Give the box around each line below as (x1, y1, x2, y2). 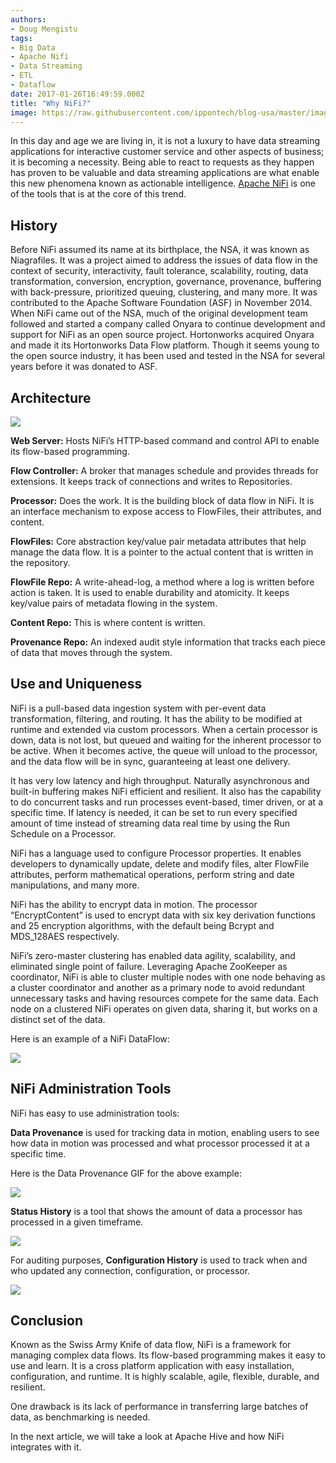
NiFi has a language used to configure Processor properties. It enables (10, 847, 302, 859)
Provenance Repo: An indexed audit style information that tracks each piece (10, 636, 326, 648)
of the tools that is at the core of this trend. (10, 188, 187, 200)
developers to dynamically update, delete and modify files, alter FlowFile (10, 857, 310, 870)
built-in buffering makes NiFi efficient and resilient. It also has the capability (10, 785, 322, 797)
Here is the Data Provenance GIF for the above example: (10, 1167, 242, 1179)
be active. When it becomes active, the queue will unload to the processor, (10, 744, 318, 756)
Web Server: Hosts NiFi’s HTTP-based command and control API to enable (10, 435, 320, 446)
